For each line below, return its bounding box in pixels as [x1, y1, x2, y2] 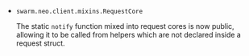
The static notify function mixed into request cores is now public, [15, 22, 235, 30]
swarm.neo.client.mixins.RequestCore [15, 7, 143, 15]
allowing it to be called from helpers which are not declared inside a [15, 30, 242, 39]
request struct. [15, 38, 66, 48]
